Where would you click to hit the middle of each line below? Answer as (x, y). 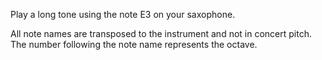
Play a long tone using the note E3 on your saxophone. (123, 14)
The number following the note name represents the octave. (134, 44)
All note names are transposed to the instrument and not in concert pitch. (161, 33)
